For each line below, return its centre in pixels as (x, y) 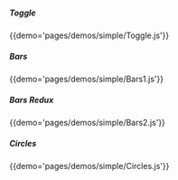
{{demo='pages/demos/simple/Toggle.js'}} (89, 35)
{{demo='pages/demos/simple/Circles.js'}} (89, 166)
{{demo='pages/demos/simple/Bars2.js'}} (87, 122)
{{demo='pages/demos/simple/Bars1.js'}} (87, 79)
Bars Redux (32, 99)
